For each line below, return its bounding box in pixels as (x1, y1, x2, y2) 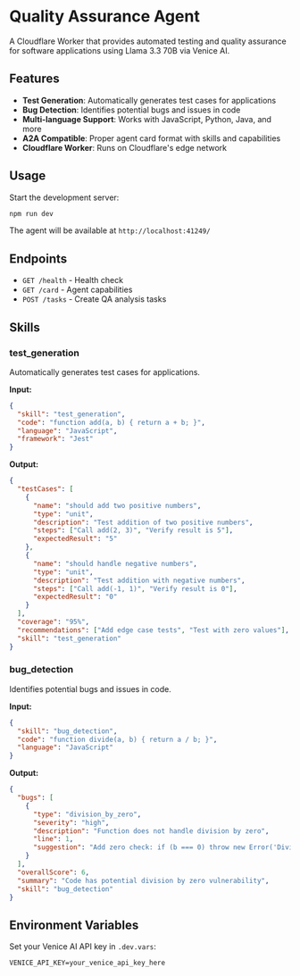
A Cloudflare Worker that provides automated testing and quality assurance (9, 36, 287, 46)
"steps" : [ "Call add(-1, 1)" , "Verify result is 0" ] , (32, 584, 238, 593)
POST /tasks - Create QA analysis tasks (21, 294, 167, 304)
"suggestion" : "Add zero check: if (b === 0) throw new (32, 843, 246, 852)
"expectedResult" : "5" (32, 534, 118, 544)
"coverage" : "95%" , (17, 618, 90, 627)
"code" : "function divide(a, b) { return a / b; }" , (17, 735, 218, 744)
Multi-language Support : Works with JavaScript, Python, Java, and (21, 113, 272, 124)
